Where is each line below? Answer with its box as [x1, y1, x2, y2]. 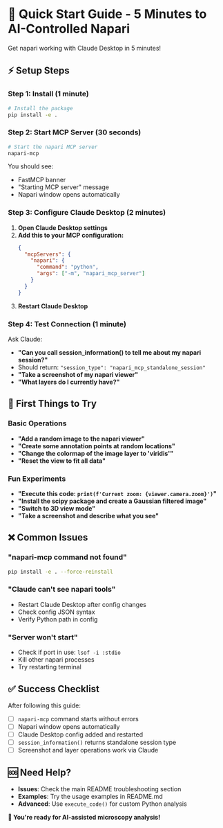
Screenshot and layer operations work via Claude [17, 746, 159, 755]
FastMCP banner [17, 176, 66, 184]
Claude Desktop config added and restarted [17, 730, 144, 739]
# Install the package [8, 105, 73, 112]
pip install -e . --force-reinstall [8, 568, 113, 575]
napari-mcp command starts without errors [17, 714, 139, 723]
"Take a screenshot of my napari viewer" [17, 371, 139, 379]
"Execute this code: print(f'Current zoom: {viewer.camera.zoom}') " [17, 490, 217, 497]
